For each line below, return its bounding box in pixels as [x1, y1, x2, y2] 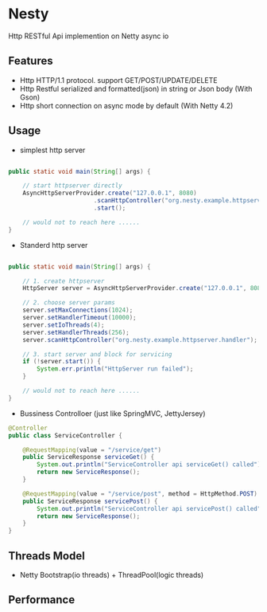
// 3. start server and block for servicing [22, 350, 172, 359]
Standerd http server [19, 240, 88, 249]
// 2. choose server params [22, 299, 115, 307]
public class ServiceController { [8, 431, 123, 439]
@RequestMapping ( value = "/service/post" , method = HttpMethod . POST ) [22, 489, 258, 498]
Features [8, 54, 53, 68]
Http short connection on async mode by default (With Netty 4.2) [19, 100, 234, 110]
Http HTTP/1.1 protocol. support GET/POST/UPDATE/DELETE [19, 75, 218, 84]
